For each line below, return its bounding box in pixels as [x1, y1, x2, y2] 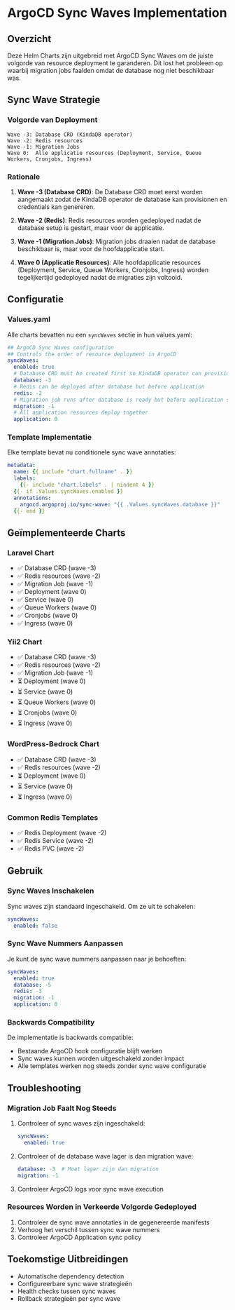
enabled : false [13, 922, 58, 929]
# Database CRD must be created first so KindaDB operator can [13, 370, 201, 377]
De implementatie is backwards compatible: [7, 1033, 134, 1042]
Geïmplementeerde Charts [7, 527, 126, 539]
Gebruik [7, 865, 43, 877]
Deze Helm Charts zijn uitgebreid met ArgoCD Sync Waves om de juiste [7, 51, 213, 60]
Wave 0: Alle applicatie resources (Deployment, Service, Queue [7, 149, 201, 156]
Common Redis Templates [7, 812, 99, 822]
